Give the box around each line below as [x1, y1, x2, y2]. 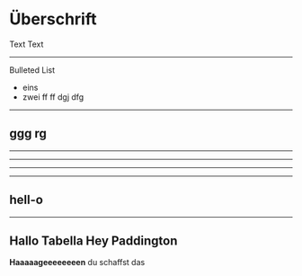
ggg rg [9, 126, 48, 141]
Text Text [9, 39, 44, 49]
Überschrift [9, 9, 97, 30]
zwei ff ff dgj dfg [22, 91, 84, 102]
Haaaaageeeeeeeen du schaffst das [9, 257, 146, 268]
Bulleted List [9, 64, 56, 76]
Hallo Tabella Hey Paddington [9, 233, 178, 248]
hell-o [9, 192, 43, 208]
